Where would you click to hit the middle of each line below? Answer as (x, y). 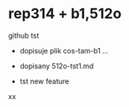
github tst (24, 35)
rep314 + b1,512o (65, 14)
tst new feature (44, 81)
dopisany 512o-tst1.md (57, 66)
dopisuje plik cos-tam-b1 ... (64, 50)
